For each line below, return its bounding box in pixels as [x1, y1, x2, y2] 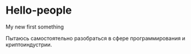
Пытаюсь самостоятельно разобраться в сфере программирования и [5, 34, 186, 42]
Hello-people [5, 4, 72, 17]
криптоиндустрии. [5, 41, 52, 48]
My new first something [5, 23, 64, 30]
